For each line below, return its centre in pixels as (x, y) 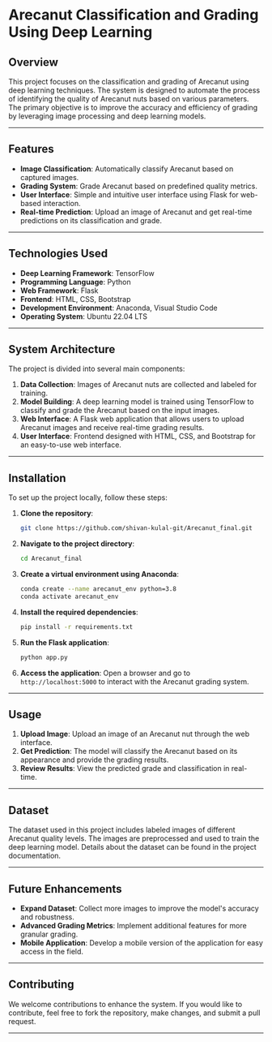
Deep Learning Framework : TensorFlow (87, 273)
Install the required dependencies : (79, 612)
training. (34, 393)
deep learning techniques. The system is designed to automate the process (134, 90)
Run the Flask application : (64, 642)
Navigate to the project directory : (77, 544)
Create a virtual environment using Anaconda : (100, 574)
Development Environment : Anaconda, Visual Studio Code (119, 308)
